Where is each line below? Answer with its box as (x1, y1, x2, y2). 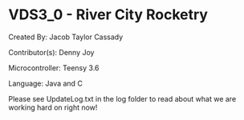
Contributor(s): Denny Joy (8, 47, 95, 57)
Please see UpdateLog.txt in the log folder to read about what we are (8, 94, 237, 103)
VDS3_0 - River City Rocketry (8, 6, 209, 24)
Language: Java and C (8, 78, 83, 88)
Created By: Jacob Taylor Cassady (8, 32, 124, 42)
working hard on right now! (8, 102, 98, 112)
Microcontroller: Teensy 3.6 (8, 62, 100, 73)
